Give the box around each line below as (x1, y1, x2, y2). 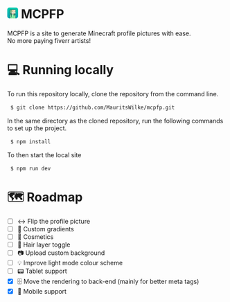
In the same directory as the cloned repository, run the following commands (7, 116, 224, 125)
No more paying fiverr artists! (7, 36, 91, 44)
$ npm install (10, 138, 51, 145)
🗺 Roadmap (7, 189, 83, 205)
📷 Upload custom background (17, 249, 105, 257)
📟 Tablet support (17, 267, 67, 275)
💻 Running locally (7, 62, 114, 78)
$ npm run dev (10, 165, 51, 172)
